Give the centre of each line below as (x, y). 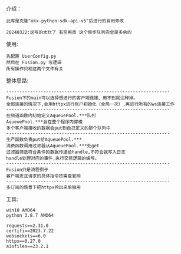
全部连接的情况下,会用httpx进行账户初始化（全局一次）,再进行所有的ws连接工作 (90, 104)
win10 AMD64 (21, 210)
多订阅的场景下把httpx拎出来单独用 (44, 187)
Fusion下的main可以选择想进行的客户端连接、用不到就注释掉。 (72, 98)
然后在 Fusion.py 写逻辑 (34, 62)
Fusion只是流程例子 (27, 170)
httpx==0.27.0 (24, 241)
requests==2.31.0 (27, 226)
